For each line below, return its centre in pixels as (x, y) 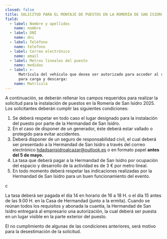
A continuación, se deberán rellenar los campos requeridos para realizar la (82, 98)
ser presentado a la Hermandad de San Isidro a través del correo (79, 144)
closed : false (20, 10)
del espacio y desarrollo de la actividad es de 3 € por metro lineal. (80, 165)
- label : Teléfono (29, 42)
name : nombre (28, 28)
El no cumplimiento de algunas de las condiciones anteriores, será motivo (81, 226)
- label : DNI (23, 33)
